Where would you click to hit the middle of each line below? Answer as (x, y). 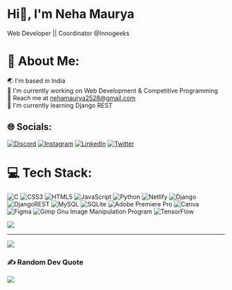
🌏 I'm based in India (36, 80)
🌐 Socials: (30, 127)
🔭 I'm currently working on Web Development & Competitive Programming (113, 90)
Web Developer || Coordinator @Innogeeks (68, 33)
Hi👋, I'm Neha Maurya (71, 14)
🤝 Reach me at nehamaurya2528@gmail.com (71, 98)
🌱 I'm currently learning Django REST (60, 105)
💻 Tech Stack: (50, 173)
